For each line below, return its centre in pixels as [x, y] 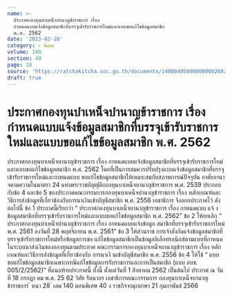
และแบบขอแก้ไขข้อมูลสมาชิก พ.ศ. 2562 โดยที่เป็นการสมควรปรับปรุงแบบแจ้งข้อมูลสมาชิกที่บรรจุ [116, 169]
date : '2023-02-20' [35, 39]
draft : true [24, 78]
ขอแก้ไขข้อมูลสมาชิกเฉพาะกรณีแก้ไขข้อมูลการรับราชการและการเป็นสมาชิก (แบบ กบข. [103, 262]
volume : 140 [24, 52]
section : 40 [24, 59]
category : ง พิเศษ [31, 46]
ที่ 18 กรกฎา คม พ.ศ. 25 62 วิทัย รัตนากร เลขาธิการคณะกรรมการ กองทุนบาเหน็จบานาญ [108, 278]
